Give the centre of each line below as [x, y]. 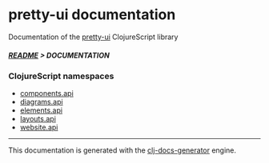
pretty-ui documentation [92, 15]
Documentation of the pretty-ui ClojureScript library [93, 37]
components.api [46, 93]
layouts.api [38, 119]
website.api [39, 127]
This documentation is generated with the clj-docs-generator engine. [122, 150]
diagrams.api [41, 102]
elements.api [41, 110]
